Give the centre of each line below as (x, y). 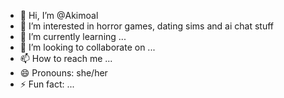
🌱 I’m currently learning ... (73, 36)
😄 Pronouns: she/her (63, 73)
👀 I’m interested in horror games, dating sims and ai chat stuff (146, 26)
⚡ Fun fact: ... (47, 84)
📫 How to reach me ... (66, 58)
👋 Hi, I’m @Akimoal (59, 15)
